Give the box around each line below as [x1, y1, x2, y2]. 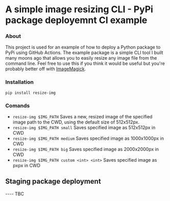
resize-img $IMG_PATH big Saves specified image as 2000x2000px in [12, 146, 159, 153]
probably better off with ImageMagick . [5, 66, 86, 72]
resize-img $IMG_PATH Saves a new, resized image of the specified [12, 114, 153, 120]
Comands [5, 102, 30, 109]
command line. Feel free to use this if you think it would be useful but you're [5, 60, 165, 67]
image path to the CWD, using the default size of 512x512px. [12, 119, 139, 125]
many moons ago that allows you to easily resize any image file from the [5, 55, 157, 61]
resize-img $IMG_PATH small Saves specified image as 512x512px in [12, 124, 156, 131]
